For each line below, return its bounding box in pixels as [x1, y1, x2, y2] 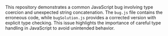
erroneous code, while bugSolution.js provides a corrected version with [5, 15, 156, 20]
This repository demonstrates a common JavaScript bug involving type [5, 4, 153, 10]
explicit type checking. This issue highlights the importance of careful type [5, 20, 161, 26]
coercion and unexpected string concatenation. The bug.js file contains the [5, 9, 163, 15]
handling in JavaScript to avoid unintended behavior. [5, 25, 115, 31]
